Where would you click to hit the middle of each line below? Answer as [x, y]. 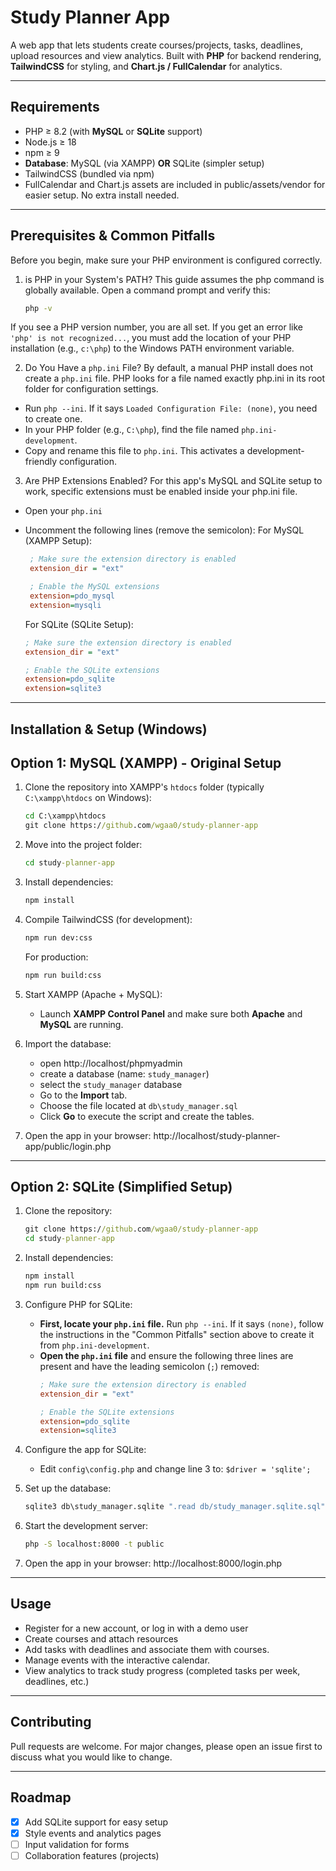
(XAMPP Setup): [58, 541]
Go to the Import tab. [83, 1095]
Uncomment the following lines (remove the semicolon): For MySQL [164, 530]
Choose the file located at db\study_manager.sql [138, 1105]
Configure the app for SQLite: [85, 1450]
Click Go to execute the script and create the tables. [147, 1116]
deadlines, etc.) [57, 1681]
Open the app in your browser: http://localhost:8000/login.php [153, 1563]
